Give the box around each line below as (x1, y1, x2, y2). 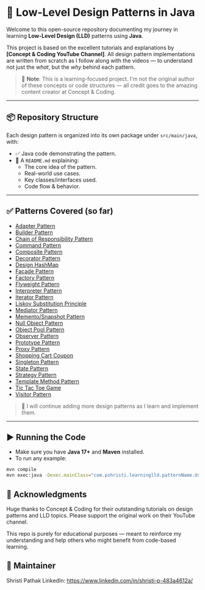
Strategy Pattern (15, 371, 57, 379)
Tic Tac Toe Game (15, 384, 62, 391)
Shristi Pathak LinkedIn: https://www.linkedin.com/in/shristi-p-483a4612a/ (6, 577, 193, 584)
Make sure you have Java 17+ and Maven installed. (15, 448, 145, 456)
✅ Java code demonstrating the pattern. (15, 149, 117, 157)
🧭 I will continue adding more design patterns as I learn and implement (21, 402, 199, 410)
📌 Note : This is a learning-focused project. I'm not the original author (21, 75, 195, 82)
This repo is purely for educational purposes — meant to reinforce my (6, 530, 182, 537)
